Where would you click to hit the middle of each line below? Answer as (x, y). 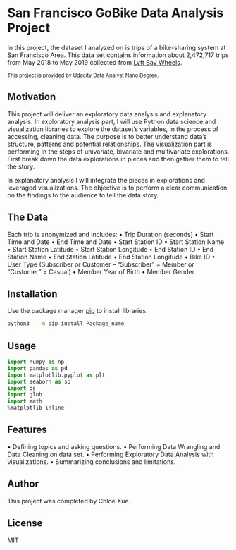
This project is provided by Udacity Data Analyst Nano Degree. (83, 75)
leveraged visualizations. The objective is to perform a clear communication (117, 188)
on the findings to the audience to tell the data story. (83, 195)
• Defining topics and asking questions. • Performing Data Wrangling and (114, 446)
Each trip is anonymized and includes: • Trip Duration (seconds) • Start (111, 234)
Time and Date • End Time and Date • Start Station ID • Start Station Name (116, 242)
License (25, 523)
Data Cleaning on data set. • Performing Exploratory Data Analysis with (111, 454)
